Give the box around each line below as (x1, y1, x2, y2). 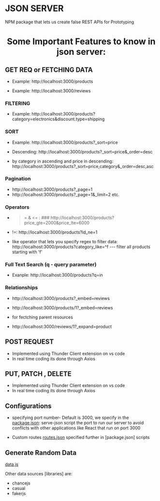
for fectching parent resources (12, 314, 73, 320)
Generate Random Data (5, 449, 76, 457)
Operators (5, 203, 30, 210)
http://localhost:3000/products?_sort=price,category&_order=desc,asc (12, 163, 154, 169)
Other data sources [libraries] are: (5, 470, 73, 476)
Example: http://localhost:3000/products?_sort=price (12, 139, 118, 145)
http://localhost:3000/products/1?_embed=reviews (12, 304, 113, 311)
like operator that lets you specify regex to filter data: (12, 239, 118, 245)
